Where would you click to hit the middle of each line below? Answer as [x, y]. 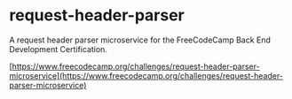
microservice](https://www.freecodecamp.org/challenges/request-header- [146, 75]
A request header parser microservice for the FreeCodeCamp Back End [140, 40]
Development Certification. [59, 49]
